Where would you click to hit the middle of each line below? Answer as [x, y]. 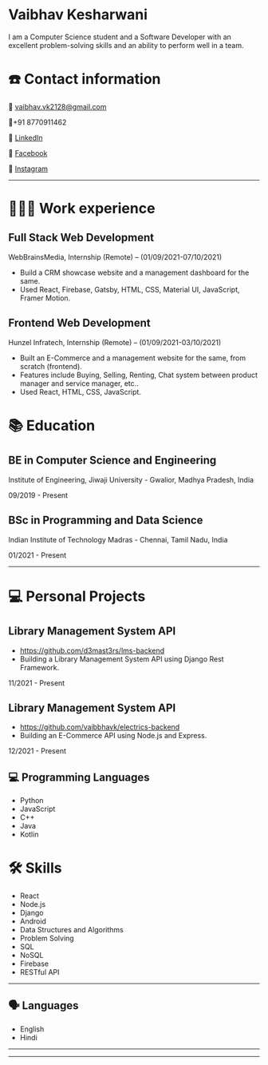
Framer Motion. [45, 298]
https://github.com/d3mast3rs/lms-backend [92, 650]
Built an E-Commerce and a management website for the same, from [132, 358]
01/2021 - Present [37, 555]
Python [32, 801]
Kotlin [29, 835]
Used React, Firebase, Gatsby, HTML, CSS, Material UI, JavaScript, [130, 289]
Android [33, 921]
